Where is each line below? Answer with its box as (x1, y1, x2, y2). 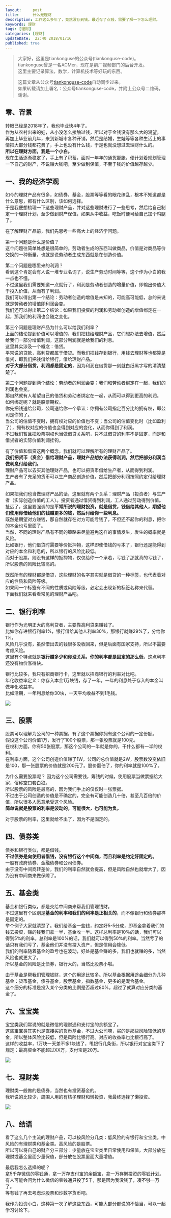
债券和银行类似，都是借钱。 (5, 847, 64, 853)
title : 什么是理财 (5, 12, 52, 17)
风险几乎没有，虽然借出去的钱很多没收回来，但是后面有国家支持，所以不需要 (5, 641, 166, 647)
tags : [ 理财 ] (5, 27, 32, 32)
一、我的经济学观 (5, 177, 59, 186)
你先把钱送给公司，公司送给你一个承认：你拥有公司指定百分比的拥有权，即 (5, 405, 161, 411)
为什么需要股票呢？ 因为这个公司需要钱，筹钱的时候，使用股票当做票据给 (5, 774, 158, 779)
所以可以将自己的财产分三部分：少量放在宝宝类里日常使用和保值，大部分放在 (5, 1147, 166, 1153)
